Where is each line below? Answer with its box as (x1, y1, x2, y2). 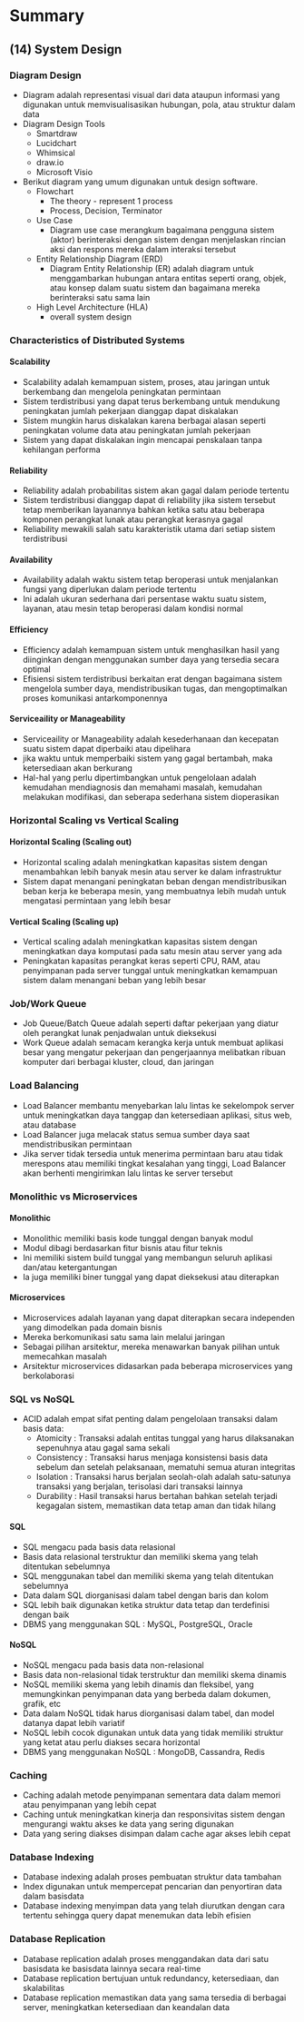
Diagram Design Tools (22, 118, 106, 129)
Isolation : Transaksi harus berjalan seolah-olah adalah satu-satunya (35, 1472, 291, 1483)
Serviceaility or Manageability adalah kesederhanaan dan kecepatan (22, 733, 279, 745)
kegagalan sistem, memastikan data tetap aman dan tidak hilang (35, 1500, 277, 1512)
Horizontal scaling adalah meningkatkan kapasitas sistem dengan (22, 856, 268, 867)
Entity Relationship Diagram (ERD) (35, 253, 163, 264)
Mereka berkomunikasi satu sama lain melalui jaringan (22, 1332, 225, 1343)
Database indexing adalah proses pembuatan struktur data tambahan (22, 1871, 282, 1882)
